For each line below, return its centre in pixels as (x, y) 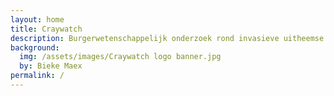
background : (35, 47)
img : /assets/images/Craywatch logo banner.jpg (120, 57)
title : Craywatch (46, 29)
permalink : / (37, 76)
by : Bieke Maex (51, 66)
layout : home (37, 19)
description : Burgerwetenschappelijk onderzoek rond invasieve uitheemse (167, 38)
